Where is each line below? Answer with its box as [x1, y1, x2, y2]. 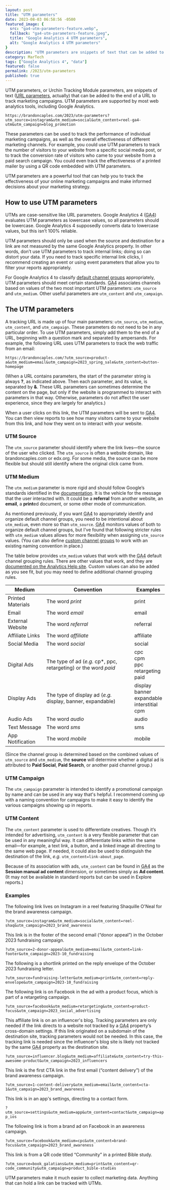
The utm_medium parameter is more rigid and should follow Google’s [5, 485, 145, 491]
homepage [5, 364, 24, 369]
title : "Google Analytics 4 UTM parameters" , [10, 36, 108, 41]
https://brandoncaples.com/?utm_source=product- [5, 355, 110, 360]
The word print [46, 598, 82, 605]
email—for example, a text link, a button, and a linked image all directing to [5, 842, 160, 848]
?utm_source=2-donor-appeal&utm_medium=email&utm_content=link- [5, 947, 144, 952]
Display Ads [8, 695, 36, 702]
